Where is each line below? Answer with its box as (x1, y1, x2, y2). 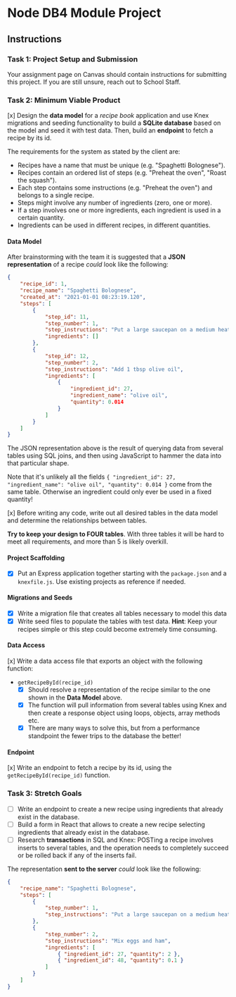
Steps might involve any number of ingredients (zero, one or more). (17, 199, 212, 207)
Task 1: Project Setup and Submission (7, 54, 138, 64)
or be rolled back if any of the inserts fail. (17, 851, 137, 860)
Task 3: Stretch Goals (7, 788, 82, 798)
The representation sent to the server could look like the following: (7, 864, 202, 873)
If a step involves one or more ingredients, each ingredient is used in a (17, 206, 221, 214)
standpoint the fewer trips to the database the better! (27, 732, 181, 740)
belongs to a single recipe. (17, 191, 95, 200)
